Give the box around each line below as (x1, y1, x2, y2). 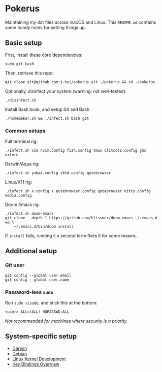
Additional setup (5, 247, 57, 255)
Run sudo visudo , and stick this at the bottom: (5, 300, 97, 306)
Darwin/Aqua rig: (5, 161, 39, 167)
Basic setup (5, 39, 42, 47)
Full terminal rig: (5, 138, 38, 144)
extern (5, 152, 19, 158)
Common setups (5, 127, 46, 134)
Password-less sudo (5, 289, 54, 296)
